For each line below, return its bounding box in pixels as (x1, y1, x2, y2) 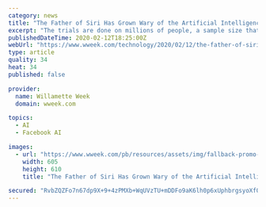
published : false (8, 71, 66, 79)
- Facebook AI (15, 128, 62, 137)
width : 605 (22, 158, 59, 166)
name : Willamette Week (15, 92, 90, 100)
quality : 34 (8, 56, 47, 64)
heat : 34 (8, 63, 37, 71)
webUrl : (8, 41, 34, 49)
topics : (8, 114, 34, 122)
